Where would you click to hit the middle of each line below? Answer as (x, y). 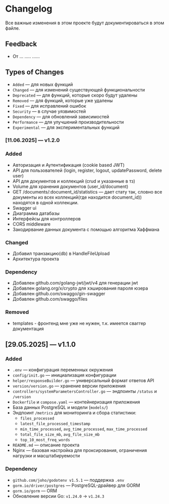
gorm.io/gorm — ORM (35, 490)
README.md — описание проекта (46, 445)
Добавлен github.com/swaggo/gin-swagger (59, 294)
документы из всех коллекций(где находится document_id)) (77, 197)
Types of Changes (35, 72)
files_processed (37, 419)
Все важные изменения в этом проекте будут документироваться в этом (85, 23)
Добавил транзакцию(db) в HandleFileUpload (61, 254)
